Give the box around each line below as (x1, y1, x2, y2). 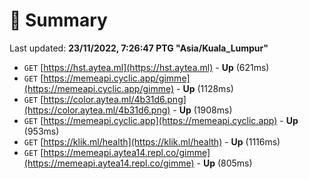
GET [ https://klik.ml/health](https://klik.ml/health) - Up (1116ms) (23, 135, 281, 148)
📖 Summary (9, 9, 108, 32)
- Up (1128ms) (176, 82, 234, 94)
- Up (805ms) (196, 157, 253, 169)
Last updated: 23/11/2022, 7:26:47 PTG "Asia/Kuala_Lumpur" (9, 42, 269, 54)
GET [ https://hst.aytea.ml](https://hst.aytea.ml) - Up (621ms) (23, 61, 270, 73)
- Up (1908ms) (172, 104, 233, 116)
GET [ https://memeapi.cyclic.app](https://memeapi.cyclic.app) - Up (23, 114, 299, 126)
